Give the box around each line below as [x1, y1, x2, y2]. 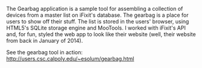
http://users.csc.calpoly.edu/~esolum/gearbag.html [6, 55, 134, 62]
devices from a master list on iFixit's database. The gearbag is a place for [6, 11, 189, 19]
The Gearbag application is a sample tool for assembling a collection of [6, 5, 183, 12]
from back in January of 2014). [6, 37, 83, 44]
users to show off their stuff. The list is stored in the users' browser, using [6, 18, 189, 25]
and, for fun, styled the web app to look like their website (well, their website [6, 31, 196, 38]
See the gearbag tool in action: [6, 49, 83, 56]
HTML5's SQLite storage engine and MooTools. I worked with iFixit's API [6, 24, 186, 31]
